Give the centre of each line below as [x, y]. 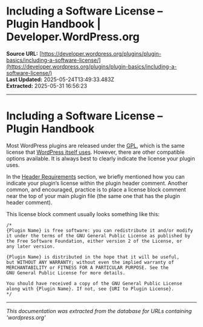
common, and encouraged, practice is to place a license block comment [96, 190]
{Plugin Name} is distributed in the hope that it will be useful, [93, 257]
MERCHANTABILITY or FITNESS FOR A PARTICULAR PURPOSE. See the [88, 268]
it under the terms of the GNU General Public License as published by [98, 236]
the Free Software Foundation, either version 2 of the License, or [94, 241]
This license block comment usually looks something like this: [83, 214]
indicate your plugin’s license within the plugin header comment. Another [97, 183]
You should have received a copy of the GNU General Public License [94, 283]
